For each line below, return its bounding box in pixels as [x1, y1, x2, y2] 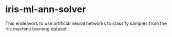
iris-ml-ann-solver [5, 4, 86, 15]
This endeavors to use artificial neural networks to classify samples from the [5, 20, 167, 26]
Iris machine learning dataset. [5, 25, 68, 31]
